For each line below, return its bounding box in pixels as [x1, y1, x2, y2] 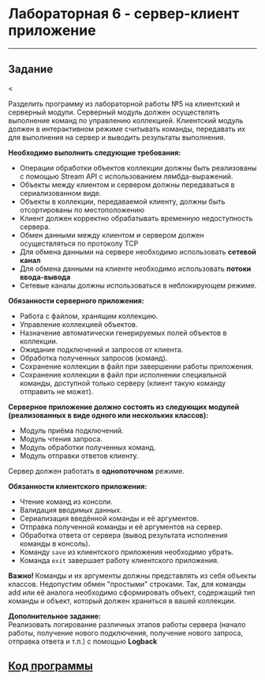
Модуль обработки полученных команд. [19, 442, 156, 452]
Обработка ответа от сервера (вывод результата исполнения [19, 530, 228, 539]
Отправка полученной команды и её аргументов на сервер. [19, 522, 223, 532]
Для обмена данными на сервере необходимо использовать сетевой [19, 246, 256, 257]
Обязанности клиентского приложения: [8, 481, 147, 490]
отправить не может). [19, 386, 94, 396]
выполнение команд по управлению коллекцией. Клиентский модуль [8, 115, 244, 125]
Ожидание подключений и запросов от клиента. [19, 344, 184, 354]
